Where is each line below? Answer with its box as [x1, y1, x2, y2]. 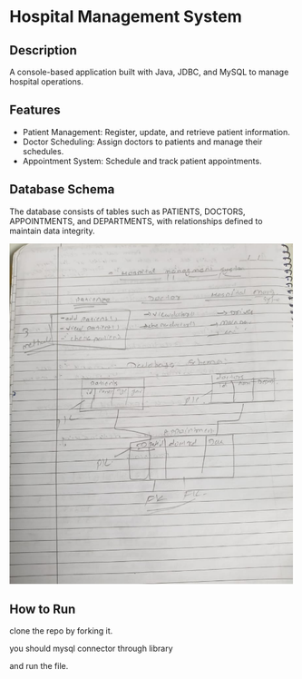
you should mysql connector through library [9, 643, 174, 654]
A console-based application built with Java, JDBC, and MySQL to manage [9, 66, 289, 77]
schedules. [22, 145, 64, 156]
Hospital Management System [9, 6, 242, 27]
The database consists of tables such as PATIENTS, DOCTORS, [9, 206, 247, 217]
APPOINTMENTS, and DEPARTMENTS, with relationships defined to [9, 215, 263, 226]
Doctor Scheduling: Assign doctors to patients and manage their [22, 136, 263, 147]
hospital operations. [9, 76, 84, 87]
